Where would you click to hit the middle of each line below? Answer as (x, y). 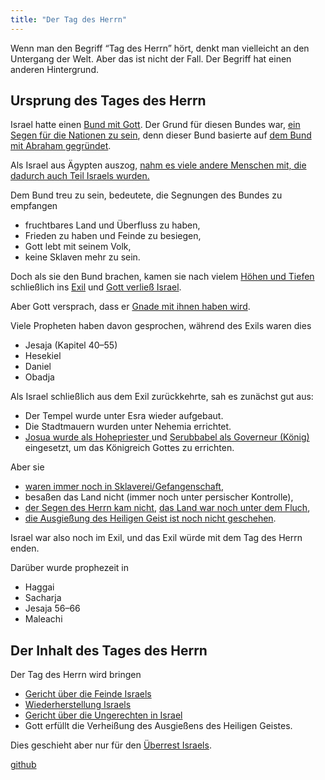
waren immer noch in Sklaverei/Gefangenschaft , (124, 487)
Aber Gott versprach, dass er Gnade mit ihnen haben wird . (130, 307)
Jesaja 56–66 (52, 608)
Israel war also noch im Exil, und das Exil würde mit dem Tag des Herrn (156, 538)
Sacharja (43, 598)
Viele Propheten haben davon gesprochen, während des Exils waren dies (161, 326)
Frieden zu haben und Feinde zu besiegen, (113, 236)
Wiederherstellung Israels (78, 705)
